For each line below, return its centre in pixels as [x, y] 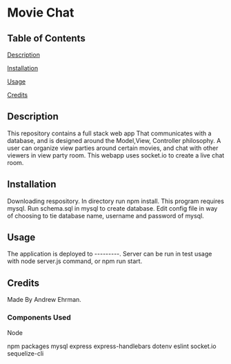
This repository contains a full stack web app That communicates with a [109, 133]
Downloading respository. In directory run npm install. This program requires [115, 201]
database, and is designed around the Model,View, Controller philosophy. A [114, 140]
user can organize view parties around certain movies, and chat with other [113, 148]
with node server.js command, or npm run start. [75, 261]
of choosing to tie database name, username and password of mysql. [106, 215]
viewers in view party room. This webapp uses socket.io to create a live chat [116, 155]
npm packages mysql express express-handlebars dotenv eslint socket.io [112, 346]
